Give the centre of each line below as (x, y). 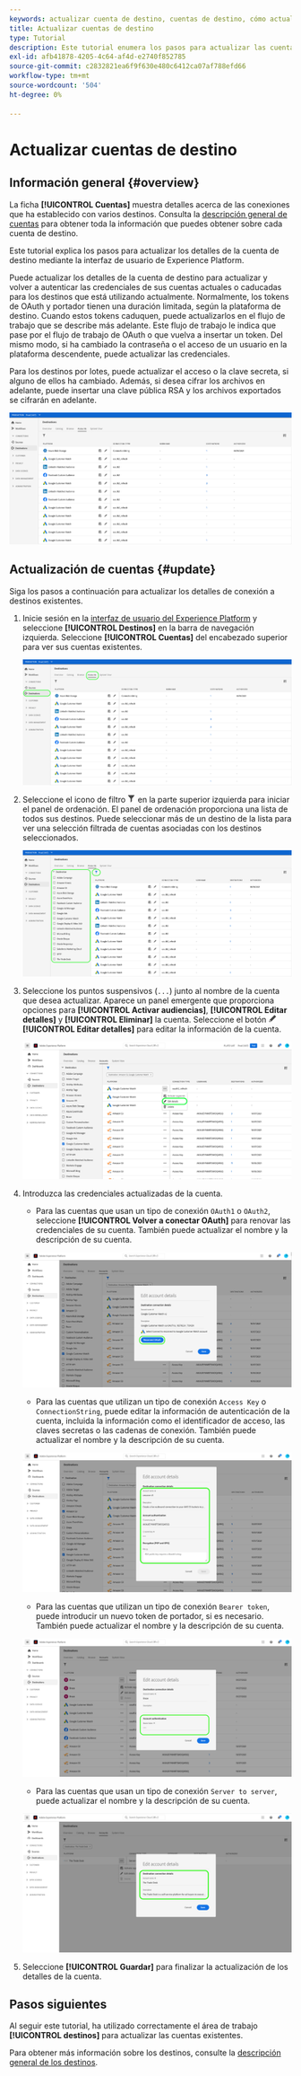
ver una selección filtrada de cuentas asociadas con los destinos (142, 828)
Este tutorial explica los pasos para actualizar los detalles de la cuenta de (144, 251)
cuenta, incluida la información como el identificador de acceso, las (160, 1421)
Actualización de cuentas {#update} (113, 570)
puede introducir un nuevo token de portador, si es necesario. (150, 1616)
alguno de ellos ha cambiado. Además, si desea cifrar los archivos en (138, 381)
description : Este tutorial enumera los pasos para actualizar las (138, 48)
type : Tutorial (38, 38)
